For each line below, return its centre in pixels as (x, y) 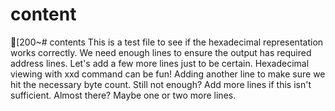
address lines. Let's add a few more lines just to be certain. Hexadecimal (160, 63)
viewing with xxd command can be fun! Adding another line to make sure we (168, 74)
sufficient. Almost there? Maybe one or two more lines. (123, 95)
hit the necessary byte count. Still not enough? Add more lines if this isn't (161, 84)
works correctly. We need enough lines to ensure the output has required (161, 52)
